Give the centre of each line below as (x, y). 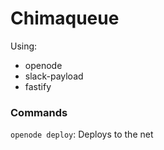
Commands (39, 112)
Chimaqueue (65, 18)
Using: (24, 46)
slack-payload (54, 76)
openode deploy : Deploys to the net (82, 134)
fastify (38, 86)
